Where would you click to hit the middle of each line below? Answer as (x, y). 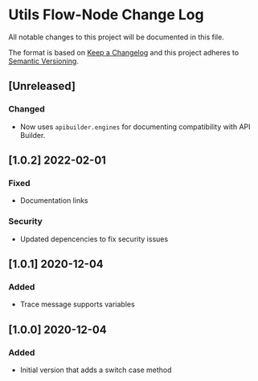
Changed (27, 109)
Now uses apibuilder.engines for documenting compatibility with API (135, 127)
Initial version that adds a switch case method (96, 370)
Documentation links (54, 201)
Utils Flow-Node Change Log (106, 15)
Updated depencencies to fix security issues (94, 239)
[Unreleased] (42, 86)
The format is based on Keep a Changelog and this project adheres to (124, 52)
